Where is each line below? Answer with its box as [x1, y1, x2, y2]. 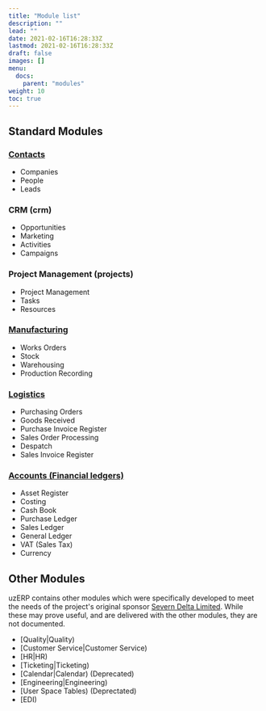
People [19, 175, 44, 185]
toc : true [8, 95, 42, 103]
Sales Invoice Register [19, 450, 94, 460]
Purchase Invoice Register [19, 424, 107, 434]
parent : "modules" [23, 79, 85, 87]
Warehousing [19, 360, 64, 369]
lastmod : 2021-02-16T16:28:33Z [8, 42, 114, 50]
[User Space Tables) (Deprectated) [19, 686, 137, 696]
